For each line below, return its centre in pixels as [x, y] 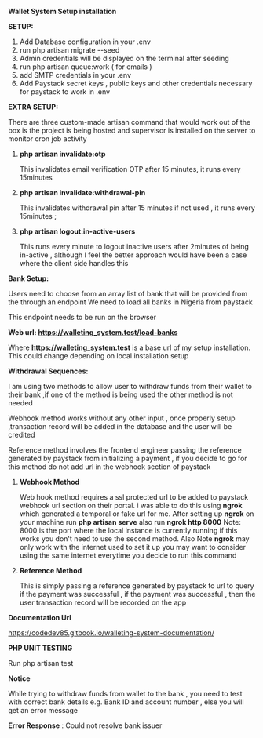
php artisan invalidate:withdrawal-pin [82, 193]
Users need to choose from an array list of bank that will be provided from [128, 294]
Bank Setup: [29, 278]
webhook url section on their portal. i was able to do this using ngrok [131, 505]
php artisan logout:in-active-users [77, 231]
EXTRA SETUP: [33, 107]
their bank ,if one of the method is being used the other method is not [121, 394]
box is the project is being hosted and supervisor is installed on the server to [132, 130]
